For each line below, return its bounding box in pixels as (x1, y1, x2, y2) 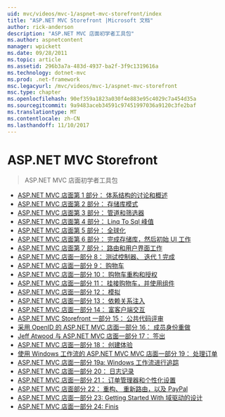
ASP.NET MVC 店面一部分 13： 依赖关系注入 (17, 297, 146, 305)
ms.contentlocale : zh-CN (7, 115, 80, 122)
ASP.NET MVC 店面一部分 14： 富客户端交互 (17, 306, 146, 314)
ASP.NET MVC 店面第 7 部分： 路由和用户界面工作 (17, 244, 163, 252)
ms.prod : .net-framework (7, 75, 80, 83)
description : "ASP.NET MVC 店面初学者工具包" (7, 30, 135, 37)
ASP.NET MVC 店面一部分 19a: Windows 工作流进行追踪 (17, 359, 179, 367)
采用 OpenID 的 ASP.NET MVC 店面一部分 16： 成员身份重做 (17, 323, 191, 332)
